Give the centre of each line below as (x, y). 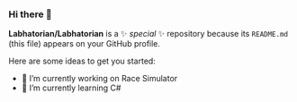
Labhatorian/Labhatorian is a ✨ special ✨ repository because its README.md (148, 34)
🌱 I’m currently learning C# (71, 88)
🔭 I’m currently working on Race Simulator (99, 79)
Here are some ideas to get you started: (82, 61)
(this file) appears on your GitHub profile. (85, 44)
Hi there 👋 (31, 14)
